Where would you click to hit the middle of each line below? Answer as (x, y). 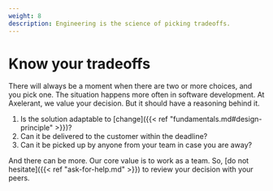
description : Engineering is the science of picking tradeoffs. (119, 24)
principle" (37, 128)
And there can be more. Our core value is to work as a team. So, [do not (129, 161)
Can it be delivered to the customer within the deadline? (114, 137)
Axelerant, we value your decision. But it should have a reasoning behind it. (134, 103)
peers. (19, 178)
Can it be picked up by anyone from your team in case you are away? (136, 145)
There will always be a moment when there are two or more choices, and (130, 86)
